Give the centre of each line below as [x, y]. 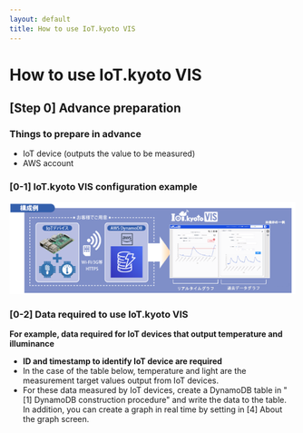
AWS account [48, 163]
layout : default [40, 19]
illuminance [32, 344]
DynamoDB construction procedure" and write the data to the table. [161, 400]
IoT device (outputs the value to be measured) [109, 153]
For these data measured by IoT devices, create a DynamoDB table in [152, 390]
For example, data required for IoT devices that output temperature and [146, 334]
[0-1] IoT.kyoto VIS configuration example [103, 187]
